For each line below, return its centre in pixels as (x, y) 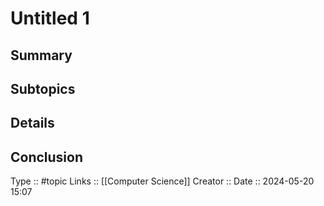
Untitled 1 (50, 18)
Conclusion (47, 157)
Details (32, 123)
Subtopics (43, 88)
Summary (41, 55)
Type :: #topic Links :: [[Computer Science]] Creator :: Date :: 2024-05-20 (162, 181)
